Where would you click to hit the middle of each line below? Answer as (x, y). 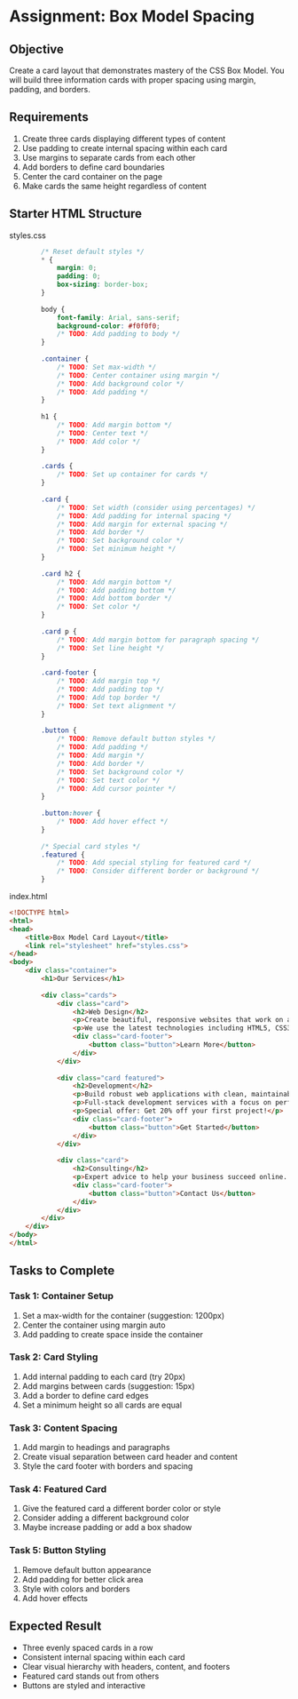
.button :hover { (71, 814)
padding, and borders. (50, 89)
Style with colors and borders (76, 1589)
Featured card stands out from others (90, 1676)
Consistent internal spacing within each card (103, 1657)
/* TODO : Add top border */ (109, 698)
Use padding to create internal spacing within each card (125, 148)
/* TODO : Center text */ (102, 433)
